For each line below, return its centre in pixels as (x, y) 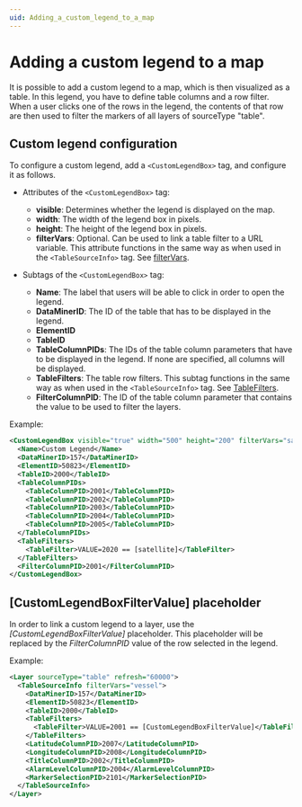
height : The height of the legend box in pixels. (121, 229)
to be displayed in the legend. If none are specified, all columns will (160, 359)
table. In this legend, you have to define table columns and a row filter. (139, 96)
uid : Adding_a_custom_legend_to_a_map (82, 18)
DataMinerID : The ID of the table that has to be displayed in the (153, 312)
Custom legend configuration (93, 143)
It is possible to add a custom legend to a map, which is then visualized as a (150, 87)
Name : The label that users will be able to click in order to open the (160, 292)
